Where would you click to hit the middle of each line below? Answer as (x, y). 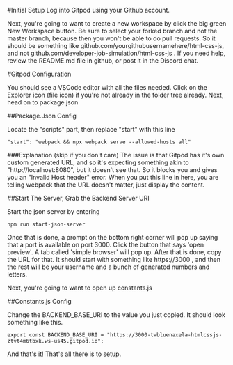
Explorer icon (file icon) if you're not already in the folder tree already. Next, (115, 95)
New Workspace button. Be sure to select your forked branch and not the (112, 31)
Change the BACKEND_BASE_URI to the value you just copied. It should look (116, 315)
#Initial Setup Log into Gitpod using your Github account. (89, 10)
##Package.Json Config (42, 116)
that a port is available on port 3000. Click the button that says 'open (106, 244)
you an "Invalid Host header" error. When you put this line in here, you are (113, 177)
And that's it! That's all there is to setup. (64, 354)
